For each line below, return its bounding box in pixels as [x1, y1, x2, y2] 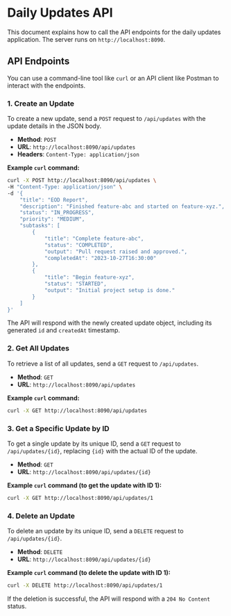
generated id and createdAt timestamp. [7, 326, 120, 334]
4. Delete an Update [7, 511, 75, 521]
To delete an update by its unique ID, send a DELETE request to [7, 527, 184, 535]
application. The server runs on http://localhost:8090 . [7, 35, 165, 43]
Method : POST [17, 136, 57, 144]
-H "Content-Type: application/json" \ [7, 183, 123, 191]
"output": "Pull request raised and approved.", [44, 248, 188, 255]
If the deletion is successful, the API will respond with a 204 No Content [7, 594, 210, 603]
